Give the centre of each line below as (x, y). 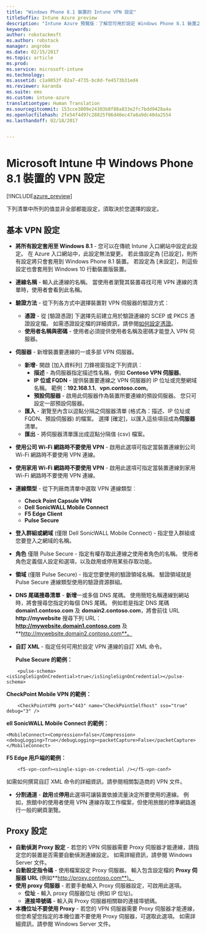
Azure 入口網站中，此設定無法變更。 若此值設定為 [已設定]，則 (113, 254)
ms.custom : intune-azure (38, 98)
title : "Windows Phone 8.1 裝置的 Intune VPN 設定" (71, 12)
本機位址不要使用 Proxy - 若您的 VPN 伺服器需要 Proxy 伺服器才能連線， (106, 908)
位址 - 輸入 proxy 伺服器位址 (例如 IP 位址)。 (80, 893)
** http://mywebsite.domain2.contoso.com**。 (74, 633)
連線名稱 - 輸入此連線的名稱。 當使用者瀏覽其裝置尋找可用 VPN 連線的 (104, 282)
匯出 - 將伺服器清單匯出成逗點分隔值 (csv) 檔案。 (86, 434)
